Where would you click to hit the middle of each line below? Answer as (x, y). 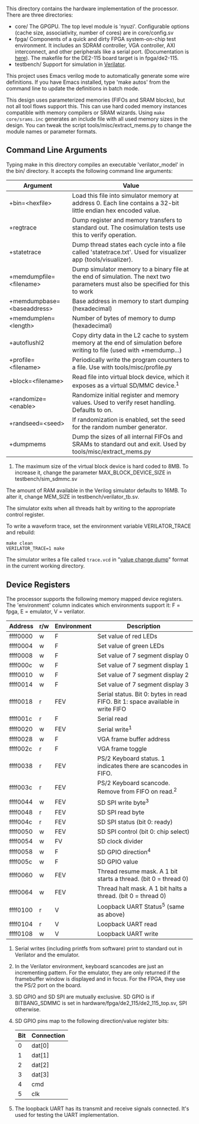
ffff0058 (21, 851)
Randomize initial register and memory (126, 395)
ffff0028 (21, 739)
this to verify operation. (105, 235)
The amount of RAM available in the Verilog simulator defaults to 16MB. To (97, 490)
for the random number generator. (120, 427)
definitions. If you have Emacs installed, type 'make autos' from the (88, 82)
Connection (49, 1035)
